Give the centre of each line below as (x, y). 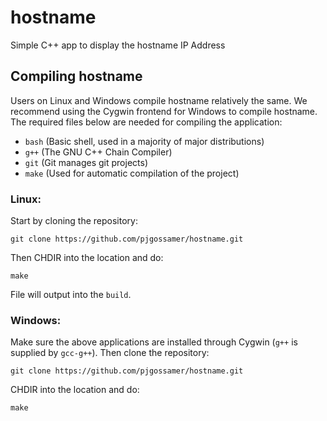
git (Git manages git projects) (86, 162)
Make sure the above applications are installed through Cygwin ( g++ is (154, 342)
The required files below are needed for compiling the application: (146, 122)
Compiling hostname (76, 76)
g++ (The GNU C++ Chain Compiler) (98, 152)
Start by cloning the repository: (74, 221)
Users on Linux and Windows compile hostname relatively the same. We (159, 100)
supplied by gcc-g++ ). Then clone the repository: (110, 353)
